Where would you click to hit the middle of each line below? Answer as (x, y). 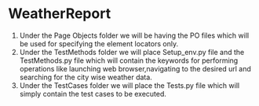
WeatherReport (60, 14)
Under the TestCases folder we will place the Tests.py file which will (129, 85)
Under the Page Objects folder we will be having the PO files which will (134, 35)
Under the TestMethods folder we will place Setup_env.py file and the (132, 52)
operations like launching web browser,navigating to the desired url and (135, 68)
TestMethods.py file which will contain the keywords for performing (129, 60)
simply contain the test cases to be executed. (93, 93)
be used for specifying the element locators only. (99, 43)
